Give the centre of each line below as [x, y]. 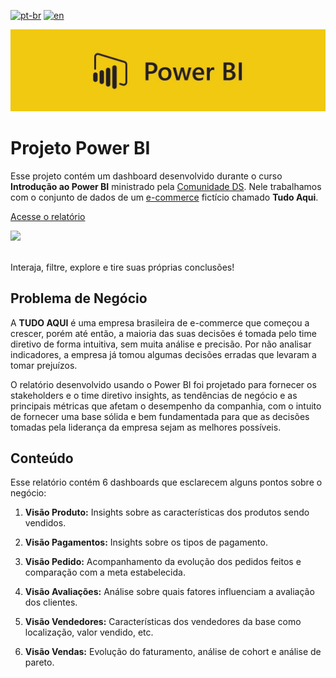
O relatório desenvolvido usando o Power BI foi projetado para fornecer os [163, 384]
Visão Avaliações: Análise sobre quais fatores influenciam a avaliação [169, 592]
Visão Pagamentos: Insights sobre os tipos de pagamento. [146, 542]
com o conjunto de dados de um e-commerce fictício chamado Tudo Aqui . [164, 197]
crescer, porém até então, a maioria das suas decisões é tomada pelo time [163, 333]
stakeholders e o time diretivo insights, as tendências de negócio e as [154, 395]
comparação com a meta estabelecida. [105, 572]
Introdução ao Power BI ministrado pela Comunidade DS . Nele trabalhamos [166, 186]
